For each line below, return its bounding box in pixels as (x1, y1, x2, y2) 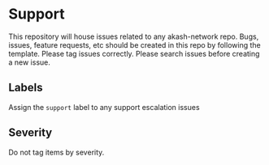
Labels (8, 81, 43, 95)
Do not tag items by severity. (8, 147, 105, 157)
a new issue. (8, 57, 51, 67)
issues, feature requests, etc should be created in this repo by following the (8, 40, 262, 49)
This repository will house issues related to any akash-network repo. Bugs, (8, 32, 259, 41)
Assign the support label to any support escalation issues (8, 102, 201, 112)
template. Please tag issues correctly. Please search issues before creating (8, 49, 260, 58)
